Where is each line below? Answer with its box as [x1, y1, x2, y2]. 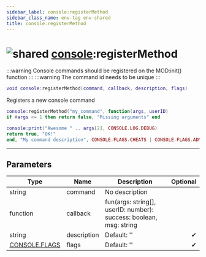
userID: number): [105, 205, 154, 214]
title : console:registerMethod [6, 20, 86, 26]
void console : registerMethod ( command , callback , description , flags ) [6, 85, 188, 92]
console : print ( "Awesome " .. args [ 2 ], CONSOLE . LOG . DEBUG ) [6, 125, 158, 131]
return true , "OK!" [6, 131, 56, 137]
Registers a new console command [6, 96, 95, 104]
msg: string [105, 221, 138, 229]
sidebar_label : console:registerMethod [6, 9, 109, 15]
